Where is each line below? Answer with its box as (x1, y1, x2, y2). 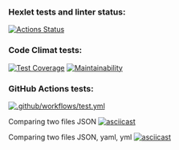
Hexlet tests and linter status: (8, 6, 126, 18)
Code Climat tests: (8, 45, 83, 56)
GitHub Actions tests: (8, 83, 94, 94)
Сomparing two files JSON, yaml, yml (8, 132, 132, 142)
